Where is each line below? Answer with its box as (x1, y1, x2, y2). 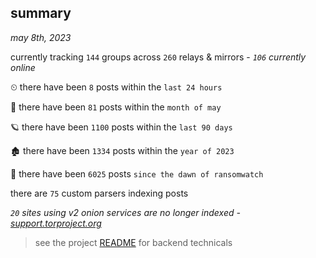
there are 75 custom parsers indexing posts (10, 187, 189, 199)
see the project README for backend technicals (34, 236, 233, 248)
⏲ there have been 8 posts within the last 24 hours (10, 81, 223, 93)
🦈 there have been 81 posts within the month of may (10, 101, 222, 113)
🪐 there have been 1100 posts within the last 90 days (10, 121, 233, 133)
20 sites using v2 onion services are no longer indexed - (10, 206, 241, 218)
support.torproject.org (10, 217, 102, 229)
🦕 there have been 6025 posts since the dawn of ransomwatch (10, 167, 264, 180)
